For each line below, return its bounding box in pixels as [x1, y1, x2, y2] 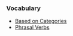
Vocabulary [6, 4, 41, 12]
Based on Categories [14, 18, 67, 25]
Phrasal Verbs [14, 24, 50, 31]
